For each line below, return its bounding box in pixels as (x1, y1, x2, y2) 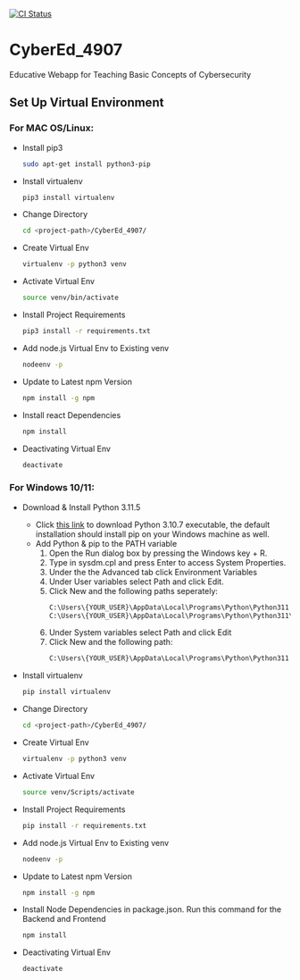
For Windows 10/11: (9, 482, 96, 494)
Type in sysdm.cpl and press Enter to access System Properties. (48, 557, 287, 567)
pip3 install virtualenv (21, 193, 115, 202)
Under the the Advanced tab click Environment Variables (48, 566, 257, 577)
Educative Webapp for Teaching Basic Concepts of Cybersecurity (9, 69, 252, 80)
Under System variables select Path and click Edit (48, 627, 232, 638)
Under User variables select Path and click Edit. (48, 576, 225, 587)
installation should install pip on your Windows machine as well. (35, 528, 270, 540)
